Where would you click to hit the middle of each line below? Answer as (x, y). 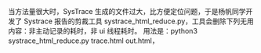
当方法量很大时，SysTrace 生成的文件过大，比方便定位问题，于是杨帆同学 (127, 11)
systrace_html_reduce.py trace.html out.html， (83, 41)
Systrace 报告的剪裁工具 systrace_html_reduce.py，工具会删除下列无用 (139, 21)
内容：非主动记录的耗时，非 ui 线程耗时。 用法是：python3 (103, 31)
